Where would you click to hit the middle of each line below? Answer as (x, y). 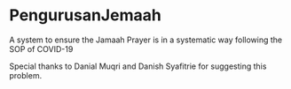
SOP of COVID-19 (41, 48)
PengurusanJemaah (85, 15)
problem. (26, 75)
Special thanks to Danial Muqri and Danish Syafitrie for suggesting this (138, 66)
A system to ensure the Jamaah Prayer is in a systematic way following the (145, 40)
